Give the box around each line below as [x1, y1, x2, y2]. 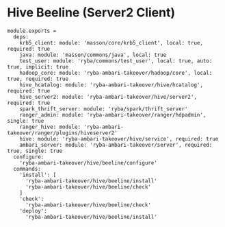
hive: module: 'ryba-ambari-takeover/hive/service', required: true [19, 135, 219, 142]
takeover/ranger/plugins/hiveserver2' [7, 129, 118, 136]
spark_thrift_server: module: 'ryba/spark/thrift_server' [19, 105, 188, 112]
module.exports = [7, 27, 57, 34]
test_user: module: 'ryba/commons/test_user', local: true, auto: [19, 57, 213, 64]
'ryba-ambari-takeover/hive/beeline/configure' [19, 159, 157, 166]
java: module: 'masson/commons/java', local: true [19, 51, 167, 58]
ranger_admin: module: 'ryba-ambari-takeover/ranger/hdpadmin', [19, 111, 207, 118]
